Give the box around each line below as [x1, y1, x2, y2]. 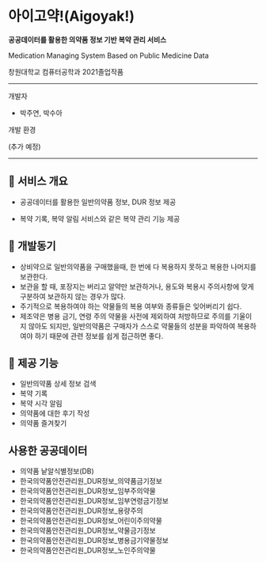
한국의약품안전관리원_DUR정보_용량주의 [19, 506, 144, 515]
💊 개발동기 [8, 239, 57, 253]
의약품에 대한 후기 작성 [19, 408, 90, 418]
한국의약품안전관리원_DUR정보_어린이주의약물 [19, 516, 162, 526]
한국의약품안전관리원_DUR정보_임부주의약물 [19, 486, 156, 496]
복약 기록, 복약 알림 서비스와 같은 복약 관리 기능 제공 [19, 214, 180, 223]
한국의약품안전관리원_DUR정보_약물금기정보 [19, 526, 156, 535]
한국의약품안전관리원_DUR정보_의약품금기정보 [19, 477, 162, 486]
